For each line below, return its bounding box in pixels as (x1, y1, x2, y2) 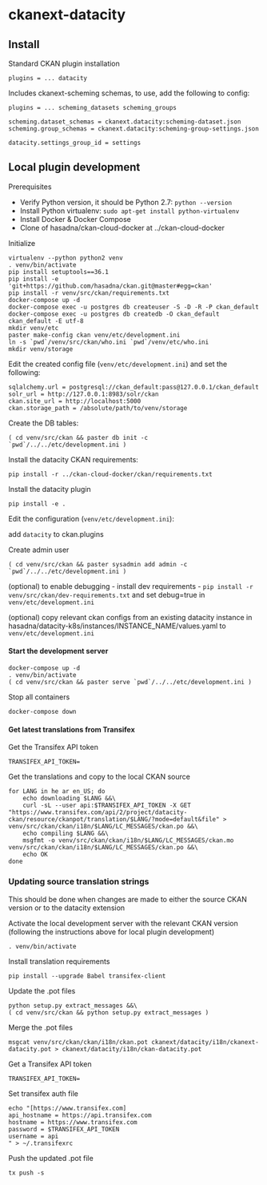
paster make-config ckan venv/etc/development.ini (8, 331, 181, 339)
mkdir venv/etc (8, 324, 59, 332)
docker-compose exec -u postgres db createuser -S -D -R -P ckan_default (8, 303, 260, 311)
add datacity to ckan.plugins (8, 529, 104, 538)
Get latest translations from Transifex (8, 724, 136, 734)
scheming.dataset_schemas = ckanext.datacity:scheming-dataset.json (8, 118, 241, 126)
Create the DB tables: (8, 418, 79, 428)
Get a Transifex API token (8, 1059, 92, 1069)
